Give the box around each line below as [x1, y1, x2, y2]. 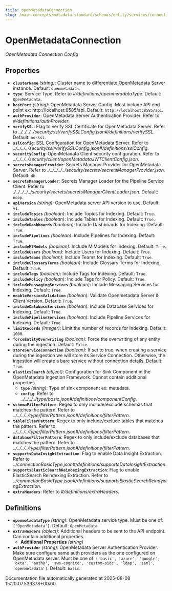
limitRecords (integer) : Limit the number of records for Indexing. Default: [12, 325, 167, 331]
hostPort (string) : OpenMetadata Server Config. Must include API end [12, 102, 160, 108]
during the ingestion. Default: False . [12, 342, 89, 348]
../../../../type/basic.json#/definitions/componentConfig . [20, 396, 137, 402]
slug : [5, 12, 17, 17]
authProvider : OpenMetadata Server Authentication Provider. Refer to [12, 112, 160, 119]
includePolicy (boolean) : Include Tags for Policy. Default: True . [12, 276, 146, 282]
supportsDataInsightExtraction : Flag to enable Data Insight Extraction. [12, 450, 162, 457]
